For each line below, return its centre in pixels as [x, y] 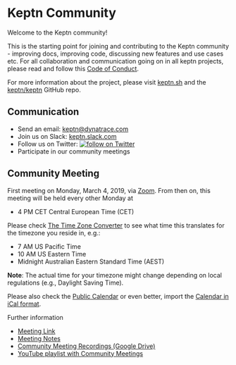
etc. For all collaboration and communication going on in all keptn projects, [116, 61]
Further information [35, 317]
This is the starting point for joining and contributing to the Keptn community [118, 46]
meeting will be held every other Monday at [70, 198]
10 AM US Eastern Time [52, 254]
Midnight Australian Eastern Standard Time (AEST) [91, 261]
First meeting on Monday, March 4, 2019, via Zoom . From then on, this [109, 190]
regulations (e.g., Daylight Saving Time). [66, 283]
